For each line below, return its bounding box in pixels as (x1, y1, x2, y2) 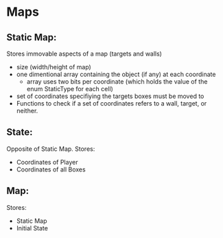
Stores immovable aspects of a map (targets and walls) (6, 49, 163, 58)
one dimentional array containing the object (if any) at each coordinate (16, 70, 216, 78)
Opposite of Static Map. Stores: (6, 145, 95, 153)
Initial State (16, 224, 49, 232)
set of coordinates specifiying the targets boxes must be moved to (16, 92, 204, 100)
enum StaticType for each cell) (26, 85, 114, 93)
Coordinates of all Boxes (16, 165, 86, 174)
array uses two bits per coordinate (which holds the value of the (26, 78, 208, 86)
